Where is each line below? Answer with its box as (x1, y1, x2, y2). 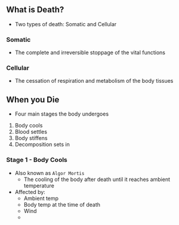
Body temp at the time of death (23, 201, 100, 208)
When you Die (6, 95, 60, 105)
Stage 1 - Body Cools (6, 156, 67, 164)
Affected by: (14, 188, 46, 195)
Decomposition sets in (14, 141, 70, 148)
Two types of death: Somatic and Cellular (14, 20, 117, 27)
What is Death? (6, 5, 64, 15)
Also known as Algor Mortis (14, 169, 85, 176)
